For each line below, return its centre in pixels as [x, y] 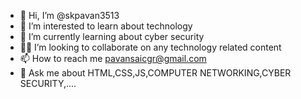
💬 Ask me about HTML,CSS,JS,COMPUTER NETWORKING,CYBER [155, 73]
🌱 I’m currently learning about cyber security [112, 36]
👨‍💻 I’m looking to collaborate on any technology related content [150, 47]
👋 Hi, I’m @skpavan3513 [69, 15]
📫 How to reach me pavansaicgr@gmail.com [113, 58]
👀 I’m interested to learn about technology [106, 26]
